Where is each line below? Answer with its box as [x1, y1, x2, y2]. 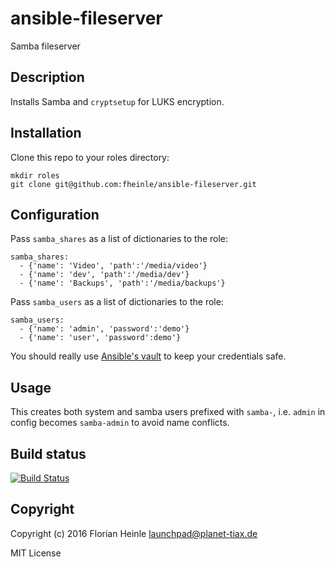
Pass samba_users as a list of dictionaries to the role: [10, 296, 224, 308]
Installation [10, 125, 82, 142]
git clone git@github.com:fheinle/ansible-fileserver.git [10, 179, 257, 189]
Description [10, 69, 85, 86]
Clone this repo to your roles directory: [10, 151, 170, 163]
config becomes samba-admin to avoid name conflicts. [10, 417, 230, 429]
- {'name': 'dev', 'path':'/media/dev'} [19, 270, 190, 280]
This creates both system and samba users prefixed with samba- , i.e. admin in [10, 406, 326, 418]
